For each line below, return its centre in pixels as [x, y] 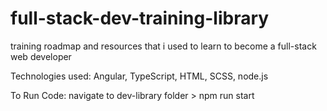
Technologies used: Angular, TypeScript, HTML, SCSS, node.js [139, 76]
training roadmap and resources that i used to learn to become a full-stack [163, 46]
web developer [41, 56]
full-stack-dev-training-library [140, 18]
